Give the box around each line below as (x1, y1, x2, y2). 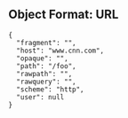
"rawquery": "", (16, 77, 76, 86)
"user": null (16, 92, 65, 101)
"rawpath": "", (16, 69, 73, 78)
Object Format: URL (8, 7, 119, 22)
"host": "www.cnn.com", (16, 46, 104, 55)
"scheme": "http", (16, 84, 85, 94)
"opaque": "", (16, 53, 68, 63)
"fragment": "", (16, 38, 76, 47)
